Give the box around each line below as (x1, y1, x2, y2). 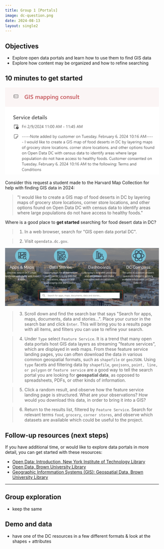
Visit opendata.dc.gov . (24, 238, 69, 244)
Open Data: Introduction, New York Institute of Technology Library (12, 459, 145, 465)
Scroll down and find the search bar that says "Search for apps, (24, 311, 152, 317)
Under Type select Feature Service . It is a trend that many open (24, 336, 152, 342)
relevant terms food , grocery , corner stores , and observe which (24, 412, 153, 418)
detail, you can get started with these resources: (5, 449, 102, 455)
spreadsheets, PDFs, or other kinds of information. (24, 377, 126, 383)
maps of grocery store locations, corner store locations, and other (17, 200, 150, 205)
